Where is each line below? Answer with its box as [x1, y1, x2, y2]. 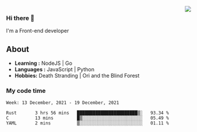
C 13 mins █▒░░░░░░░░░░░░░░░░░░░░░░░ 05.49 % [6, 115, 169, 121]
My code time [6, 87, 46, 95]
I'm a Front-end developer [6, 27, 69, 34]
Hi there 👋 [6, 14, 35, 22]
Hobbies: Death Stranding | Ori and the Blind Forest [14, 72, 140, 79]
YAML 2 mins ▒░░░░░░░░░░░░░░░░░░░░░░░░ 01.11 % [6, 120, 169, 126]
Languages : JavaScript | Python [14, 66, 95, 73]
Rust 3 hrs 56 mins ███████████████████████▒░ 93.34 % [6, 110, 169, 116]
